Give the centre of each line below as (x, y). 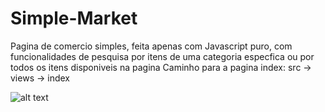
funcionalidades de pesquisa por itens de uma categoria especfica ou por (162, 56)
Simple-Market (74, 18)
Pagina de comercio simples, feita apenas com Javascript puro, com (151, 46)
